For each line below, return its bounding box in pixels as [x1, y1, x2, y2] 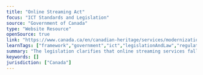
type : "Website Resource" [6, 25, 71, 32]
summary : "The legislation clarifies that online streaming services [6, 48, 185, 54]
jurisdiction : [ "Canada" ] [6, 59, 71, 65]
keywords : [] [6, 54, 39, 60]
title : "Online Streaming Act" [6, 8, 85, 15]
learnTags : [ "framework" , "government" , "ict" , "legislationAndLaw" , [6, 43, 177, 49]
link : [6, 37, 20, 43]
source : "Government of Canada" [6, 20, 88, 26]
